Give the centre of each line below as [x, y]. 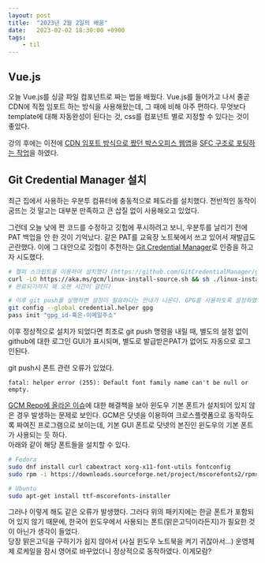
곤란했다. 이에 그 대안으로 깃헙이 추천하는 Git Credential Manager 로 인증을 [123, 247]
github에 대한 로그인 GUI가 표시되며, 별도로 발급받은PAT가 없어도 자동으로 [122, 341]
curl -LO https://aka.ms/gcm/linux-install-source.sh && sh [109, 279]
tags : [17, 37]
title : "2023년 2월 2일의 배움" [58, 23]
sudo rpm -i [28, 474]
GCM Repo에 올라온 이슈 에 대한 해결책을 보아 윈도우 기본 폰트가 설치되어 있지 [128, 405]
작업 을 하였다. [37, 153]
